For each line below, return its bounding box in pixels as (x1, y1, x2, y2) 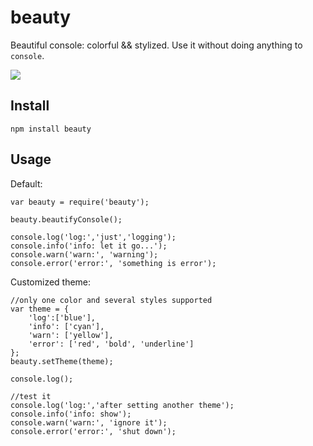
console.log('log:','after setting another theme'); (10, 400, 235, 410)
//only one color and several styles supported (10, 295, 213, 305)
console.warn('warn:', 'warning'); (10, 249, 159, 260)
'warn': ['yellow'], (28, 330, 114, 340)
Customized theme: (10, 276, 92, 288)
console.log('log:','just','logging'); (10, 232, 177, 242)
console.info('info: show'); (10, 409, 132, 419)
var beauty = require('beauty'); (10, 197, 150, 207)
